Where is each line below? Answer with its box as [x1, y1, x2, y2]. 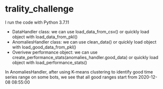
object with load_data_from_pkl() [12, 34, 78, 40]
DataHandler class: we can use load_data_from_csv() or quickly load [12, 29, 149, 34]
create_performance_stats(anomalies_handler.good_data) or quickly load [12, 54, 159, 60]
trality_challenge [5, 3, 74, 15]
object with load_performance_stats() [12, 59, 88, 65]
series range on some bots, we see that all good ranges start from [5, 74, 138, 80]
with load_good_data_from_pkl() [12, 44, 76, 50]
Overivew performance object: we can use [12, 49, 98, 55]
